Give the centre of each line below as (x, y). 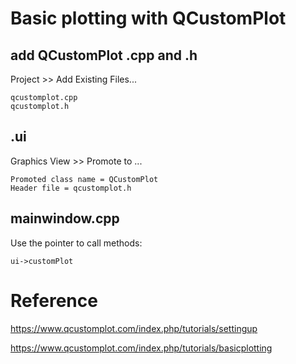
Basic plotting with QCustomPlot (148, 18)
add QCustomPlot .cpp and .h (104, 55)
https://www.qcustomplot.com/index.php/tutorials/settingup (134, 328)
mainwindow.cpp (65, 218)
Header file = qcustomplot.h (71, 188)
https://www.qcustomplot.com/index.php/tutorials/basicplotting (141, 348)
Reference (54, 300)
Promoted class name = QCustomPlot (84, 179)
